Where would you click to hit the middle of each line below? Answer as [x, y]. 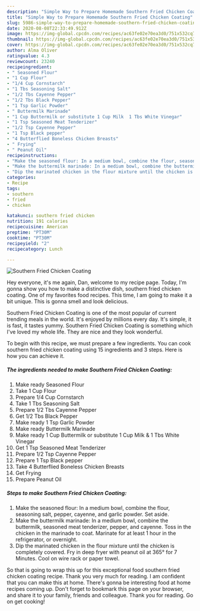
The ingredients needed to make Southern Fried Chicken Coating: [90, 370]
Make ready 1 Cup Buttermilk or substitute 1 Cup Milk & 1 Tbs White [97, 435]
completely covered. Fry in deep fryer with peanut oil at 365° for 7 [96, 552]
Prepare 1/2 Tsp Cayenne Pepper [56, 454]
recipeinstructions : [32, 155]
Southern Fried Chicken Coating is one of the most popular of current [92, 313]
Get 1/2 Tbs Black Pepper [46, 416]
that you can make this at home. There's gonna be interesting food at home [99, 582]
